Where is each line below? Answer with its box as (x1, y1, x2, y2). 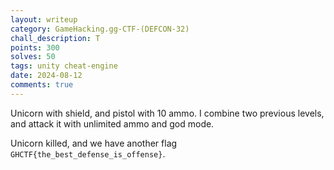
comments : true (10, 80, 74, 90)
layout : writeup (10, 14, 78, 25)
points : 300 (10, 42, 60, 53)
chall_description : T (10, 33, 101, 43)
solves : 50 (10, 52, 56, 62)
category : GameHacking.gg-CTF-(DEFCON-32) (10, 24, 190, 34)
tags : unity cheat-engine (10, 61, 118, 71)
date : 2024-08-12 (10, 71, 83, 81)
